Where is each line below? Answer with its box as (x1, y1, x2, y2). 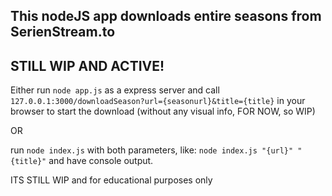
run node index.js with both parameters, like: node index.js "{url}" (10, 144, 294, 156)
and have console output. (48, 155, 154, 167)
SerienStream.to (10, 24, 116, 41)
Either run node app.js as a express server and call (10, 84, 220, 96)
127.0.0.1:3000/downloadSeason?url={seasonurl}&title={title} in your (10, 95, 306, 107)
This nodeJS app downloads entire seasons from (10, 8, 322, 25)
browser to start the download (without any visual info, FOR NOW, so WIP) (10, 105, 316, 118)
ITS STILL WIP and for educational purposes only (10, 174, 213, 186)
